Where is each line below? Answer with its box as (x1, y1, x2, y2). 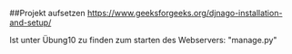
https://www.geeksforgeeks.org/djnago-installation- (86, 8, 283, 18)
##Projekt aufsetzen (9, 8, 86, 18)
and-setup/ (9, 17, 52, 28)
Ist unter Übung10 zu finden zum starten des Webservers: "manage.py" (9, 35, 277, 45)
